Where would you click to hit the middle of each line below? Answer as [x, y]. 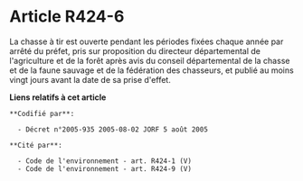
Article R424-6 [67, 17]
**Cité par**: [36, 145]
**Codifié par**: [42, 113]
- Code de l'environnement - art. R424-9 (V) [105, 168]
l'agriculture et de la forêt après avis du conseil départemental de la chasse [150, 60]
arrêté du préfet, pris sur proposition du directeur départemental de [135, 50]
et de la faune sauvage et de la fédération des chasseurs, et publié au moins [151, 70]
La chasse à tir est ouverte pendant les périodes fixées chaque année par [147, 41]
